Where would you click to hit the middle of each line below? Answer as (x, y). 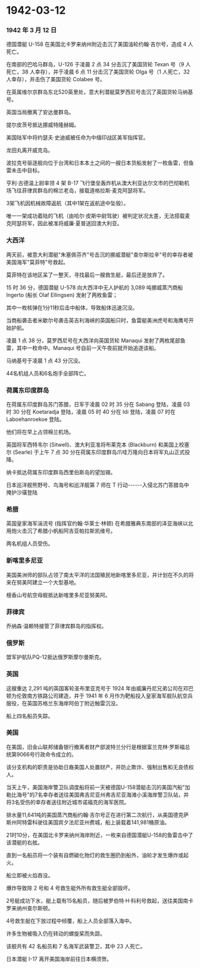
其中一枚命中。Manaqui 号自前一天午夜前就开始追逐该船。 (88, 348)
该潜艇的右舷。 (24, 842)
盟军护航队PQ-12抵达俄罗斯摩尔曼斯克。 (56, 657)
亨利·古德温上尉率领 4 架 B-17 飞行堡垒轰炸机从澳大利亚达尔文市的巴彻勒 (95, 183)
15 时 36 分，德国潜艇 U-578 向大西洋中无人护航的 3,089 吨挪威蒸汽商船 (95, 287)
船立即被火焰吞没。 (30, 875)
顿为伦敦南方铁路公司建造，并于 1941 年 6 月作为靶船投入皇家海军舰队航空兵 (100, 696)
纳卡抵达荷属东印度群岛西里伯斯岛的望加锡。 (61, 472)
